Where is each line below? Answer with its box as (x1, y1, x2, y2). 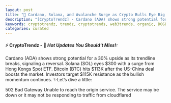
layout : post (5, 7, 33, 13)
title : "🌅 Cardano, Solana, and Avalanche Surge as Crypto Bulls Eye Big (5, 12, 165, 17)
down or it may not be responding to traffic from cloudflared (5, 92, 131, 98)
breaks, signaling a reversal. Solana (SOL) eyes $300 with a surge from (5, 61, 155, 67)
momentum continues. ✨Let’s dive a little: (5, 77, 93, 83)
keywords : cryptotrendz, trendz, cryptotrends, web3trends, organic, (5, 21, 156, 27)
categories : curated (5, 26, 49, 31)
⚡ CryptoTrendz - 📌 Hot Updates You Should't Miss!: (5, 42, 118, 48)
